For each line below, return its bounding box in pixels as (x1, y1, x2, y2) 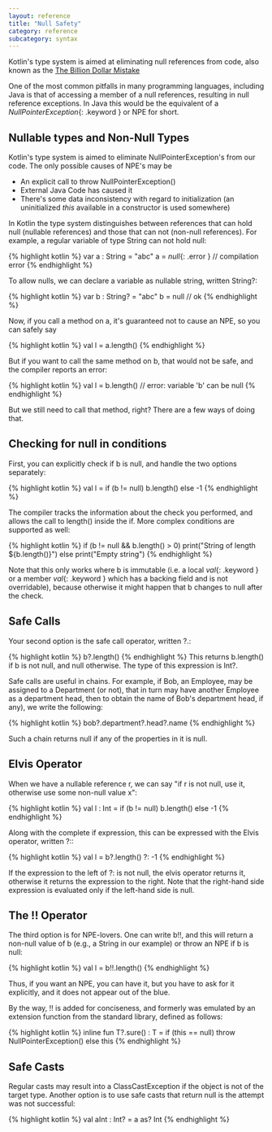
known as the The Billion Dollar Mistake (8, 66, 140, 76)
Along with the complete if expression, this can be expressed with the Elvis (8, 827, 260, 838)
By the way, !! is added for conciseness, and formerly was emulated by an (8, 1004, 256, 1013)
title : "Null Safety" (8, 20, 82, 28)
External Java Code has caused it (19, 185, 132, 195)
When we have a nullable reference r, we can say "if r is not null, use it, (8, 778, 246, 789)
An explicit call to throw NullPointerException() (19, 176, 176, 187)
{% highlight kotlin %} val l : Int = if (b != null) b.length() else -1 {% (8, 803, 229, 813)
